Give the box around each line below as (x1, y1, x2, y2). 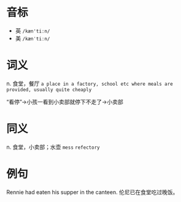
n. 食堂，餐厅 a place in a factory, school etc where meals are (6, 80, 173, 87)
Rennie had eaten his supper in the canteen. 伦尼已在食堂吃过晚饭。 (6, 188, 179, 196)
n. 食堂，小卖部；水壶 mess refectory (6, 143, 100, 151)
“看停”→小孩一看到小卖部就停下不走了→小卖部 (6, 98, 124, 105)
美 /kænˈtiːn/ (15, 34, 50, 42)
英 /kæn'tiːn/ (15, 27, 50, 34)
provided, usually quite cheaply (6, 86, 92, 92)
